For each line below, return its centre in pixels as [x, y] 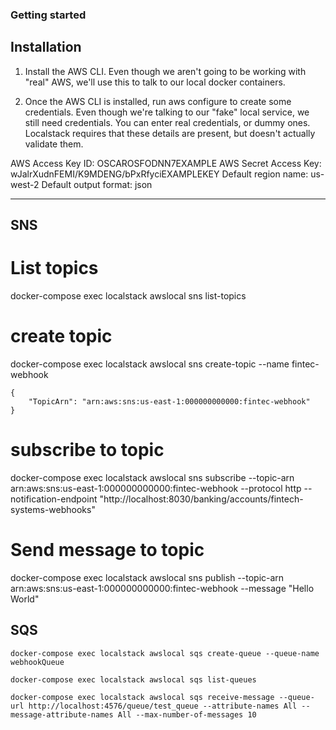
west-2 [25, 184]
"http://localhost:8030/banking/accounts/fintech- [201, 499]
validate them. [54, 144]
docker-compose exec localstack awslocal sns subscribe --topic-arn [152, 477]
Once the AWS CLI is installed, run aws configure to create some [158, 101]
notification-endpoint [54, 499]
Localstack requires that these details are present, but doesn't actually [170, 133]
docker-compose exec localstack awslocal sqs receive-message [142, 697]
